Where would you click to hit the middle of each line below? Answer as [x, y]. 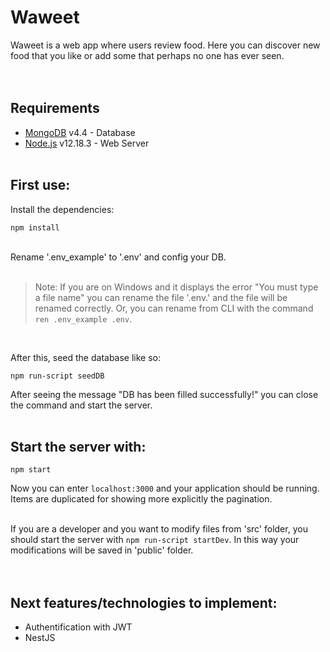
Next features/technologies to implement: [144, 602]
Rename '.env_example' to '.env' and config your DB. [118, 257]
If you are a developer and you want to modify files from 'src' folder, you [159, 529]
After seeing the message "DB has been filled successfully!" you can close [164, 394]
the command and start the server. [81, 405]
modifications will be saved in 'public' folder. [102, 550]
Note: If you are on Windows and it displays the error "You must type [176, 287]
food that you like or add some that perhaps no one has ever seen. [147, 55]
